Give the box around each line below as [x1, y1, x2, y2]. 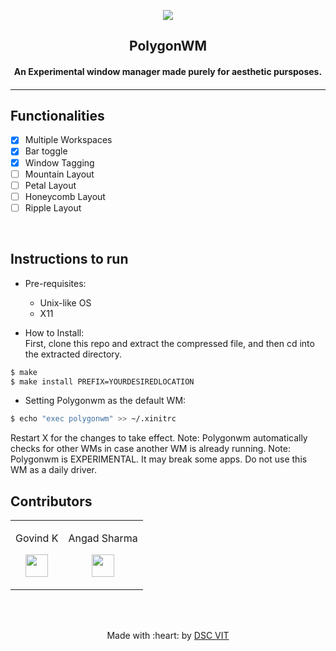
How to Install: [24, 326, 85, 339]
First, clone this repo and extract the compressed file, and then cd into [24, 337, 315, 349]
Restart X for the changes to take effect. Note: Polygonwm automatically [10, 432, 308, 444]
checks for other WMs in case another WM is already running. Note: [10, 443, 291, 455]
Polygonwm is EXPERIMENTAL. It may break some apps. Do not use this [10, 453, 308, 465]
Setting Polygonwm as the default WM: [24, 395, 187, 407]
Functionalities [10, 107, 105, 124]
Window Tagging [24, 156, 95, 169]
